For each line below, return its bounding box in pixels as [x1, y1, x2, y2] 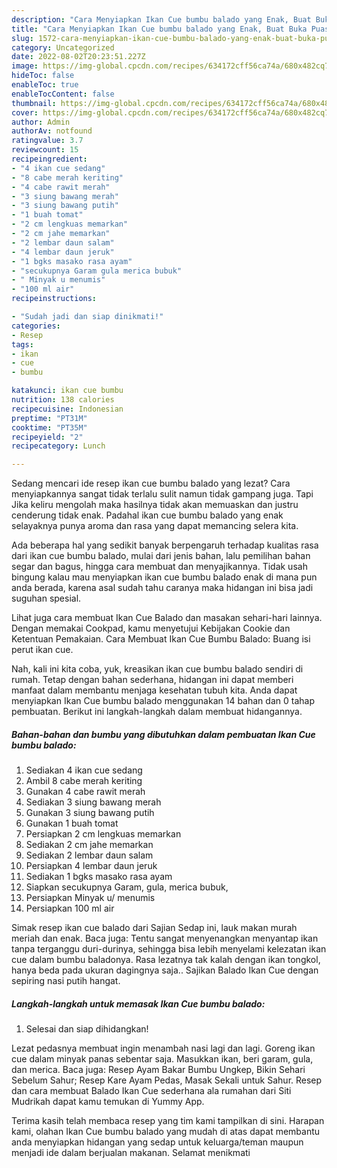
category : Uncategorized [11, 42, 115, 53]
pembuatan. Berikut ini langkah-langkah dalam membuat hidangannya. [11, 706, 303, 718]
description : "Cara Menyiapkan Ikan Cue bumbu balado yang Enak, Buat [11, 14, 312, 25]
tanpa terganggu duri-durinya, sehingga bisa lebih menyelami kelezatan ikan [11, 943, 327, 955]
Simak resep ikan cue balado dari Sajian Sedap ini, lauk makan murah [11, 922, 298, 934]
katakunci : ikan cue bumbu [11, 386, 124, 396]
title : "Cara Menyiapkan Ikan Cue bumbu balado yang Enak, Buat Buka [11, 24, 308, 34]
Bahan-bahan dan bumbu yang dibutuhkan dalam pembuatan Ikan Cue [11, 728, 316, 740]
